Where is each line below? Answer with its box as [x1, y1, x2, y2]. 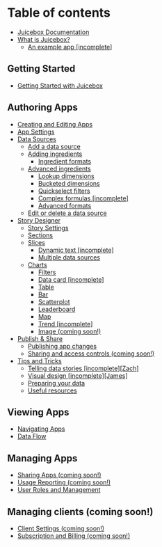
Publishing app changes [27, 342, 97, 350]
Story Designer [17, 216, 61, 224]
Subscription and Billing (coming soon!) [17, 532, 131, 540]
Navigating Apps [17, 425, 65, 433]
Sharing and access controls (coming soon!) [27, 349, 155, 358]
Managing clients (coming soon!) [7, 506, 154, 518]
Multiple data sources [38, 253, 101, 262]
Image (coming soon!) [38, 327, 102, 335]
